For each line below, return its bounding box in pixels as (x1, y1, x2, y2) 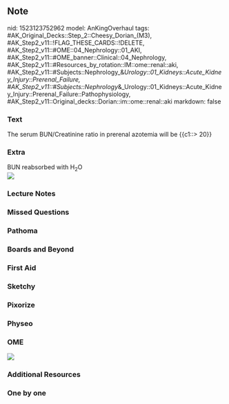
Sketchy (7, 281, 36, 291)
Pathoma (7, 226, 38, 235)
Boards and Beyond (7, 244, 74, 254)
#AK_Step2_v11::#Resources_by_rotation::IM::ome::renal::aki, (7, 60, 179, 68)
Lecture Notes (7, 189, 56, 199)
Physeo (7, 318, 33, 328)
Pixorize (7, 300, 36, 309)
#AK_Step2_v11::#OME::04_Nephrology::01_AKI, (7, 46, 143, 54)
